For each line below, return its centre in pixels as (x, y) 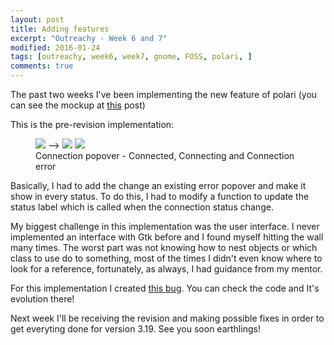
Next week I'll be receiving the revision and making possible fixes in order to (167, 318)
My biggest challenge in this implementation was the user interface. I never (165, 226)
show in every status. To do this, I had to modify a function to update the (160, 196)
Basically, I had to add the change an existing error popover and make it (158, 185)
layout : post (37, 19)
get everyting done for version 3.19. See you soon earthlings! (135, 329)
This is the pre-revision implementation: (92, 124)
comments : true (42, 66)
